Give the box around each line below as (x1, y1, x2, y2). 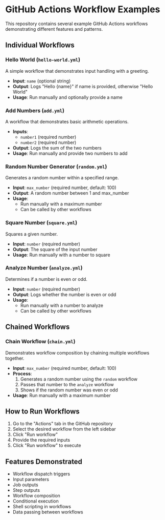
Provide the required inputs (12, 437, 70, 443)
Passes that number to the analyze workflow (20, 381, 114, 387)
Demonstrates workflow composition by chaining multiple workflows (5, 349, 150, 356)
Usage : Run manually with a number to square (12, 252, 111, 258)
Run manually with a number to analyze (20, 302, 104, 308)
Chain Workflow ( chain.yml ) (5, 338, 76, 345)
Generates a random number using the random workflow (20, 376, 138, 382)
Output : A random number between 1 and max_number (12, 190, 129, 196)
